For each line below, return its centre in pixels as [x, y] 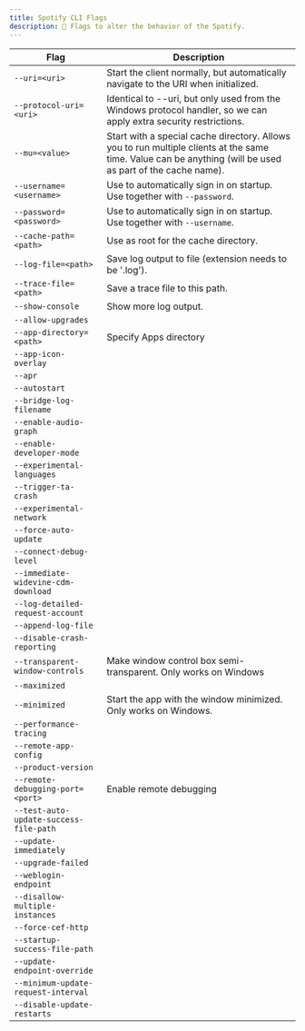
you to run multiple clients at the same [188, 147]
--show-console [47, 306]
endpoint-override [54, 970]
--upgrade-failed [51, 862]
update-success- [49, 819]
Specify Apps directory [156, 337]
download [33, 591]
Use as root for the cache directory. [182, 240]
